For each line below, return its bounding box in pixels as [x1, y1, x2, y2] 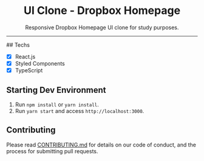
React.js [15, 53, 36, 60]
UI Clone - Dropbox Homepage [23, 4, 181, 18]
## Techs [6, 41, 30, 49]
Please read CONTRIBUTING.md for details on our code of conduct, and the [6, 141, 196, 148]
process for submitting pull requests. [6, 147, 98, 155]
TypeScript [15, 67, 43, 74]
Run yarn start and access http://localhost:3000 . [15, 107, 144, 114]
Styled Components [15, 60, 66, 67]
